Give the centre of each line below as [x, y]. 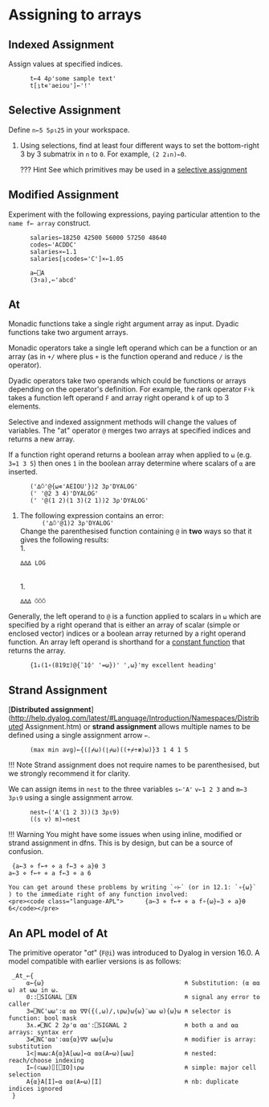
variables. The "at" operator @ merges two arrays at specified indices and [130, 431]
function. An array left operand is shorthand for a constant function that [127, 642]
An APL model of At [58, 933]
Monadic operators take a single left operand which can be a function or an [133, 348]
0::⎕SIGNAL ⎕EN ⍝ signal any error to [143, 997]
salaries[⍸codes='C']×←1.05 [77, 259]
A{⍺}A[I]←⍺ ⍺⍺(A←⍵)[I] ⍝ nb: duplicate [132, 1082]
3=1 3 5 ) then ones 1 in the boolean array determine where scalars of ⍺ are [132, 463]
